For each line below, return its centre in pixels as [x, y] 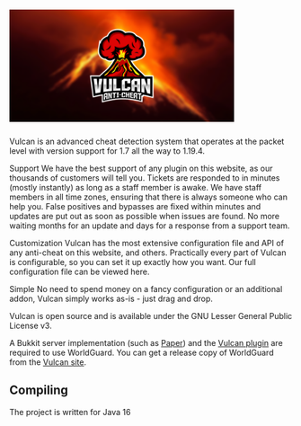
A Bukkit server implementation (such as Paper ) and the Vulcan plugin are [146, 342]
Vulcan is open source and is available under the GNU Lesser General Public [151, 315]
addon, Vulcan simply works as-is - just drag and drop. [111, 298]
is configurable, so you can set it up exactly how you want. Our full [133, 262]
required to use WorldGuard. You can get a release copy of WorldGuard [142, 352]
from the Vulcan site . [48, 362]
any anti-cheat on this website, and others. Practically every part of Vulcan [148, 253]
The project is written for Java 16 [70, 412]
